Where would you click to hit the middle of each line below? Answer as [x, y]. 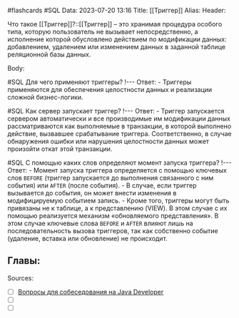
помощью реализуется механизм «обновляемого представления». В [113, 216]
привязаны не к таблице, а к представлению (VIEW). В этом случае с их [117, 208]
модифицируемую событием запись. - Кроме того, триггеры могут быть [118, 200]
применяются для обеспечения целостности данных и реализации [110, 89]
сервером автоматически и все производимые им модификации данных [119, 118]
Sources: [21, 278]
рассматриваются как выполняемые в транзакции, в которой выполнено [119, 126]
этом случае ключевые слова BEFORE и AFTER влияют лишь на [100, 223]
